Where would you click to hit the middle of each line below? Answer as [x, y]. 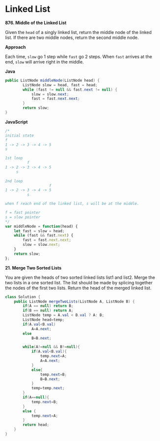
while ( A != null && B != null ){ [51, 347]
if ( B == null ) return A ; [48, 311]
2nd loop [14, 181]
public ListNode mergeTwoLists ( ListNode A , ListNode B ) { [74, 302]
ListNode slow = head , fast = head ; [60, 85]
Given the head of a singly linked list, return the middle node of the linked [79, 32]
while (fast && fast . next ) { [44, 236]
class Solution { [23, 297]
